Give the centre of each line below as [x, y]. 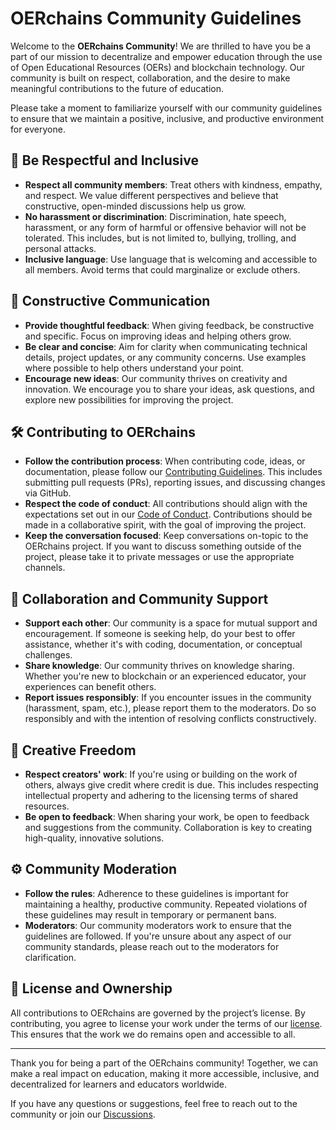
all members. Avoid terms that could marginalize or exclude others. [162, 269]
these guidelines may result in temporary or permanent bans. [150, 914]
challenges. [48, 655]
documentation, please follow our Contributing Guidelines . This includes [173, 472]
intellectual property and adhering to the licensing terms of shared [161, 795]
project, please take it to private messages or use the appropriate [159, 557]
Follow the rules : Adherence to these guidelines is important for [156, 893]
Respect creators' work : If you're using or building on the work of [161, 774]
